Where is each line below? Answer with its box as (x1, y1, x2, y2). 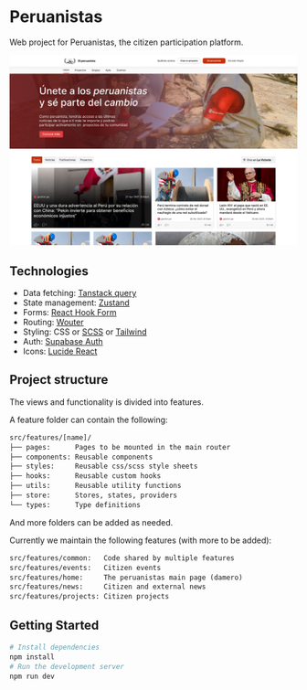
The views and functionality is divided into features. (9, 396, 204, 408)
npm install (9, 652, 55, 662)
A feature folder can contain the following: (9, 414, 168, 425)
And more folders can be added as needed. (9, 516, 174, 527)
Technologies (9, 263, 90, 279)
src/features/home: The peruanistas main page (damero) (9, 573, 244, 582)
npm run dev (9, 672, 55, 681)
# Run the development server (9, 662, 125, 671)
